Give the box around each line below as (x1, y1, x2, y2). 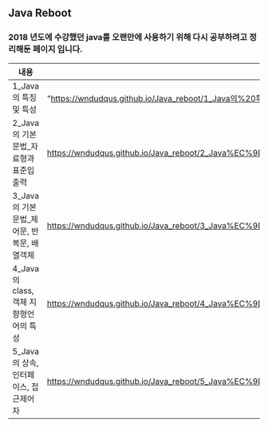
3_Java (12, 190, 40, 201)
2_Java (12, 117, 40, 128)
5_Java (12, 346, 40, 357)
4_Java (12, 263, 40, 274)
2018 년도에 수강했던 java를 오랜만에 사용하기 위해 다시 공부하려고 (8, 32, 248, 43)
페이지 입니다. (33, 44, 83, 55)
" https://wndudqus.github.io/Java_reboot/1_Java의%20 (46, 93, 257, 104)
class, (12, 285, 34, 296)
